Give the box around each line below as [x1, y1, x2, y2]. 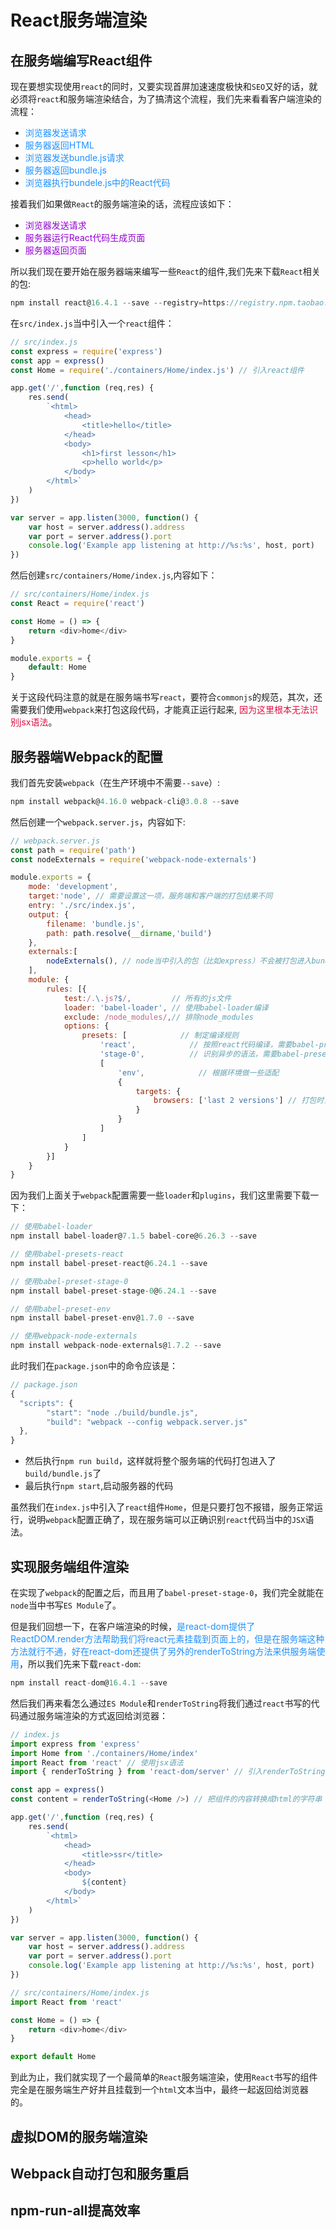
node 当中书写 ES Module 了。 [10, 1599, 122, 1611]
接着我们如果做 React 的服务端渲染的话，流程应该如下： [10, 198, 235, 210]
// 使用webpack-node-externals [10, 1331, 138, 1341]
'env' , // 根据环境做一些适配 [117, 1067, 280, 1078]
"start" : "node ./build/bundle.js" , [46, 1407, 199, 1418]
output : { [28, 909, 70, 920]
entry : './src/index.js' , [28, 901, 137, 911]
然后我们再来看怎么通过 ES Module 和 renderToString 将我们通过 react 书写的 [10, 1697, 312, 1709]
